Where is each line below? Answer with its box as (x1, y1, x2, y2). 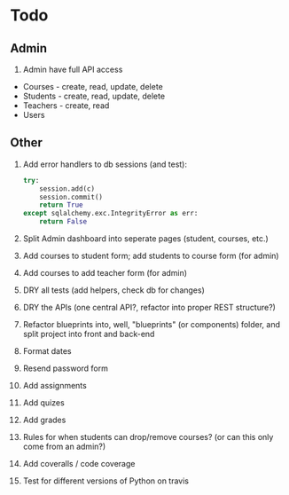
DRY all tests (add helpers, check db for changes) (22, 285, 205, 295)
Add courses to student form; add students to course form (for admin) (22, 250, 279, 262)
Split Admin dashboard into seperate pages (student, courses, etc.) (22, 233, 269, 244)
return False (39, 217, 88, 226)
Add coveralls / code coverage (22, 459, 136, 469)
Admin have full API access (22, 64, 123, 75)
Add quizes (22, 397, 65, 408)
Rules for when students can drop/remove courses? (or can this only (22, 432, 274, 443)
